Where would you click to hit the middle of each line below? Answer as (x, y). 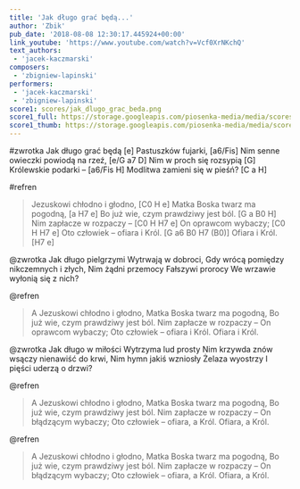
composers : (29, 68)
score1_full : (33, 117)
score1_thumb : (36, 126)
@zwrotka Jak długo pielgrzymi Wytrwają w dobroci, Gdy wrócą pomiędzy (147, 259)
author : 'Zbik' (37, 26)
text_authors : (36, 51)
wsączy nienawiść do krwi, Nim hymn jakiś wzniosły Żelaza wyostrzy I (138, 359)
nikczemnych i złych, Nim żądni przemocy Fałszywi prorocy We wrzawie (143, 269)
